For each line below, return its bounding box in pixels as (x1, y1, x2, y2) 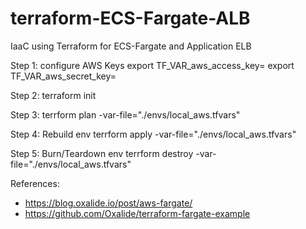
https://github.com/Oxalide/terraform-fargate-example (24, 207, 251, 219)
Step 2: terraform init (10, 89, 97, 101)
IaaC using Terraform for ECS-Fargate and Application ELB (10, 40, 252, 52)
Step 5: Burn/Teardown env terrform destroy (10, 147, 194, 159)
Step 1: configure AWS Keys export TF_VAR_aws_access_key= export (10, 59, 295, 71)
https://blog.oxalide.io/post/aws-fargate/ (24, 197, 193, 209)
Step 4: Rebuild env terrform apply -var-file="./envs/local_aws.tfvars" (10, 128, 297, 140)
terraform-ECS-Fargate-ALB (10, 7, 251, 30)
